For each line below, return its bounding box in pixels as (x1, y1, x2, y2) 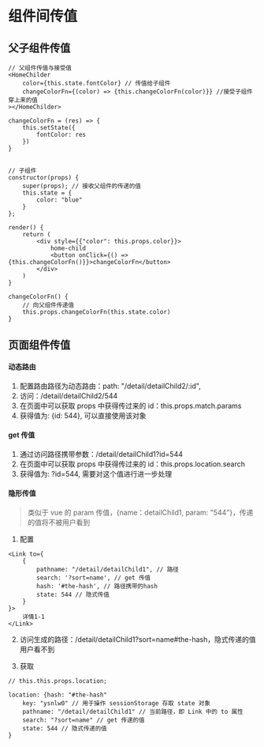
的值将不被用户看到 (27, 518, 91, 526)
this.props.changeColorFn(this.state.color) (22, 308, 171, 316)
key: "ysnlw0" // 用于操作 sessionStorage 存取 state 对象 (22, 700, 211, 707)
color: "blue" (36, 196, 83, 204)
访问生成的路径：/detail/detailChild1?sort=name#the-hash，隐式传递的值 (19, 635, 256, 644)
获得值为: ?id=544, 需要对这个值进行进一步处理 (19, 469, 173, 478)
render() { (8, 224, 44, 232)
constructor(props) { (8, 174, 80, 182)
